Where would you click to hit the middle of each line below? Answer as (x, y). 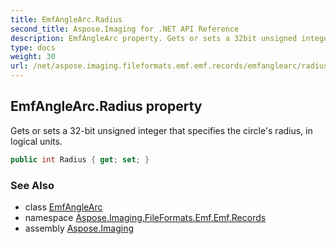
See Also (32, 185)
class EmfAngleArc (63, 207)
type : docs (33, 47)
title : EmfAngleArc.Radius (66, 19)
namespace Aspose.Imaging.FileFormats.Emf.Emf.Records (145, 217)
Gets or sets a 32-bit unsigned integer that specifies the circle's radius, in (161, 130)
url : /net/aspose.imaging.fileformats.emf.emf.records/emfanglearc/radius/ (171, 66)
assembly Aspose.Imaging (79, 228)
